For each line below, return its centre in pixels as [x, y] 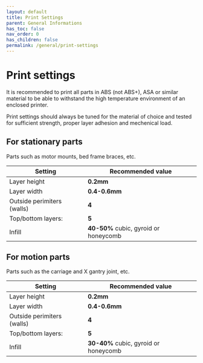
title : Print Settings [35, 17]
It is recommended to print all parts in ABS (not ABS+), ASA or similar [92, 92]
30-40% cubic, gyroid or [124, 343]
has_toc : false [25, 29]
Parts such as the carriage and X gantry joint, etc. [68, 271]
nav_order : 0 [23, 34]
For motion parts [38, 257]
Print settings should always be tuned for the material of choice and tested [99, 116]
